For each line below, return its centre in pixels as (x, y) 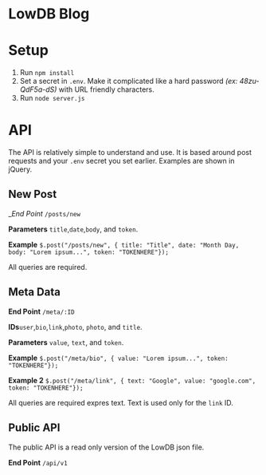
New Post (33, 194)
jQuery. (20, 169)
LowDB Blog (49, 14)
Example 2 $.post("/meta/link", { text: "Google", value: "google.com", (132, 380)
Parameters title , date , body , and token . (73, 229)
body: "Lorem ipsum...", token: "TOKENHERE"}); (89, 252)
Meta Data (35, 292)
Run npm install (47, 73)
